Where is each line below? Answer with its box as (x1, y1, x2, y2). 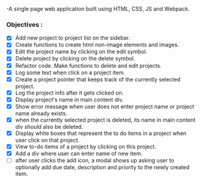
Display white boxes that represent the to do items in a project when (15, 129, 187, 137)
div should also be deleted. (15, 123, 84, 130)
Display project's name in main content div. (15, 96, 124, 103)
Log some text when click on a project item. (15, 68, 125, 76)
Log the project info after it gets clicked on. (15, 89, 124, 96)
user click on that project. (15, 137, 80, 144)
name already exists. (15, 109, 68, 117)
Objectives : (6, 20, 43, 29)
